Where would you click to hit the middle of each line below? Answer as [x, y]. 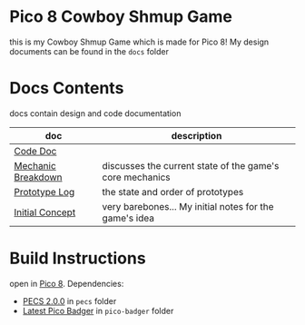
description [197, 135]
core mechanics [136, 177]
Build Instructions [78, 258]
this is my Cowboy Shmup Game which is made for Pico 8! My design [139, 42]
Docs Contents [67, 89]
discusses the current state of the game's [191, 165]
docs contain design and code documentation [95, 113]
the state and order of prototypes [173, 192]
